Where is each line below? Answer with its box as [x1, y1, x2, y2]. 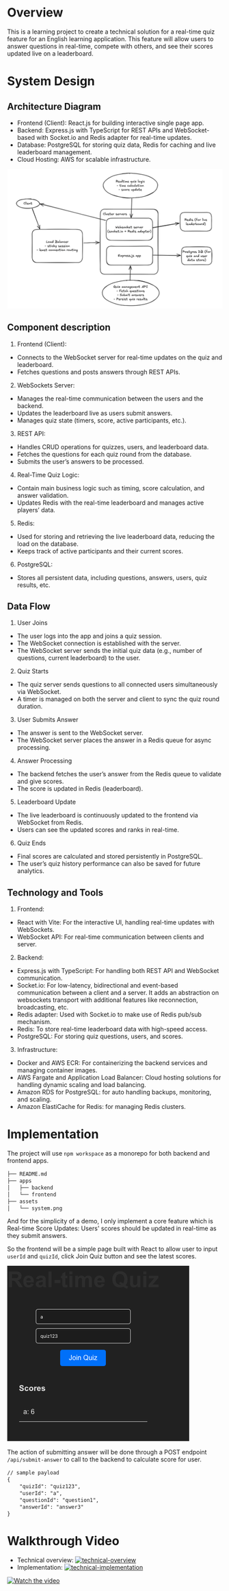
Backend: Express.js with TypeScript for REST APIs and [16, 125, 173, 134]
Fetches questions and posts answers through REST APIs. [16, 368, 180, 376]
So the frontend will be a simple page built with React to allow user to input [7, 1245, 218, 1253]
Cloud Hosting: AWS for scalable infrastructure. [16, 155, 151, 163]
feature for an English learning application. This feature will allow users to [7, 34, 214, 43]
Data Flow [7, 600, 51, 612]
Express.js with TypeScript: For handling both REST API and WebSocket [16, 967, 219, 975]
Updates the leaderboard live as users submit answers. [16, 409, 173, 417]
